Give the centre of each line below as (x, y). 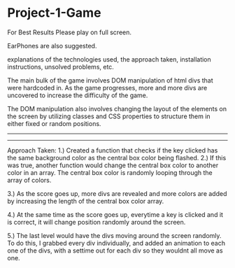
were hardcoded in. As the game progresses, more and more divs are (107, 87)
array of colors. (29, 180)
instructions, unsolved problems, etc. (60, 66)
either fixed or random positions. (54, 123)
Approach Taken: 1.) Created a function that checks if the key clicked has (113, 150)
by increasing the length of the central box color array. (86, 201)
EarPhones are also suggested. (52, 45)
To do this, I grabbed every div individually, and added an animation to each (116, 243)
